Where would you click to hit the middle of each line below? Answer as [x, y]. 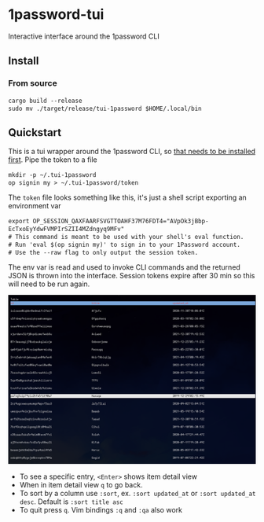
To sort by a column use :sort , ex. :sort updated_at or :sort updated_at [137, 493]
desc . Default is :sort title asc [71, 502]
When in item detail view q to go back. [81, 484]
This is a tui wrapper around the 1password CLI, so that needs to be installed [132, 152]
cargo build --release [45, 101]
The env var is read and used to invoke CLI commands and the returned [125, 267]
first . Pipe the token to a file [53, 160]
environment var [35, 206]
